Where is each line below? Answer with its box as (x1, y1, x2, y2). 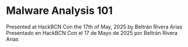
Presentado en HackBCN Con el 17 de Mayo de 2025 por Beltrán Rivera (6, 29, 178, 36)
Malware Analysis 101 (6, 4, 113, 17)
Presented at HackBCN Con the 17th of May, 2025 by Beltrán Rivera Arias (6, 23, 183, 30)
